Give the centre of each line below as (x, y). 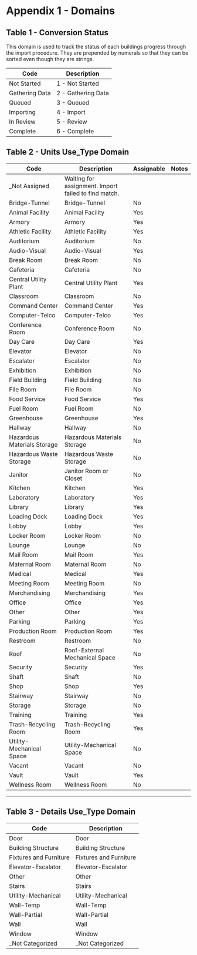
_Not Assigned (29, 186)
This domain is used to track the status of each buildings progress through (96, 46)
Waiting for (79, 179)
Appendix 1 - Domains (61, 11)
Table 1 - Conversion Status (57, 33)
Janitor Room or (86, 471)
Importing (23, 112)
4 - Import (71, 112)
